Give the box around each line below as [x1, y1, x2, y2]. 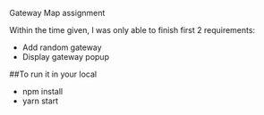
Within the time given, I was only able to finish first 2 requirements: [9, 25, 256, 35]
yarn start [21, 95, 59, 106]
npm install [21, 86, 64, 96]
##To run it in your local [9, 69, 97, 79]
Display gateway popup [21, 52, 110, 62]
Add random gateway [21, 42, 102, 53]
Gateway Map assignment [9, 8, 106, 18]
